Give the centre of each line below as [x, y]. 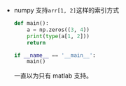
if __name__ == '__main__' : [55, 55]
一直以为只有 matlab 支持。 [53, 76]
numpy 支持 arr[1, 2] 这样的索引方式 [66, 10]
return [36, 43]
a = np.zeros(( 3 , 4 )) [58, 30]
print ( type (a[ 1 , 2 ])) [58, 36]
